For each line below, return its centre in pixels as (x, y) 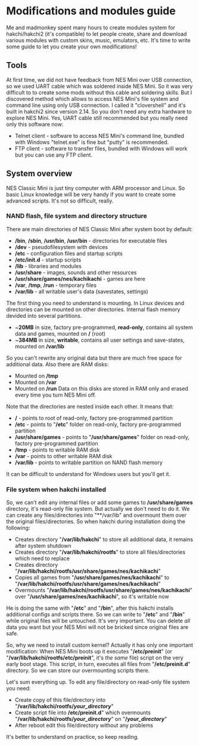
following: (18, 528)
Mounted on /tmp (36, 376)
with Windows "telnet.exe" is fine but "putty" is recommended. (92, 142)
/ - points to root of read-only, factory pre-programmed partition (94, 418)
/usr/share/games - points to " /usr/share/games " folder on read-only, (102, 437)
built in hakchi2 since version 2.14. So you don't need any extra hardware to (99, 111)
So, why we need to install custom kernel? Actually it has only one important (100, 645)
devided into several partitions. (44, 315)
